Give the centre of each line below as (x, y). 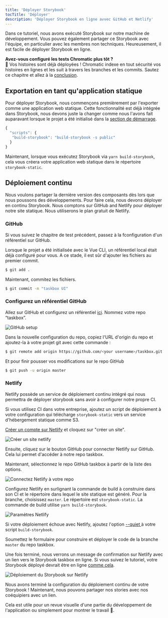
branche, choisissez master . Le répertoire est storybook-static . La (74, 499)
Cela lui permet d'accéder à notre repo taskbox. (55, 454)
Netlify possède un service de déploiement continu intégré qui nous (75, 394)
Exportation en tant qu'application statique (74, 91)
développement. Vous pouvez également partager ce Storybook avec (77, 39)
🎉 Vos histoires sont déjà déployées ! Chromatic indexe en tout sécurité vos (83, 64)
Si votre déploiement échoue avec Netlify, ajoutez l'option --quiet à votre (80, 524)
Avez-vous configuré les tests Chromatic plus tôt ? (59, 59)
